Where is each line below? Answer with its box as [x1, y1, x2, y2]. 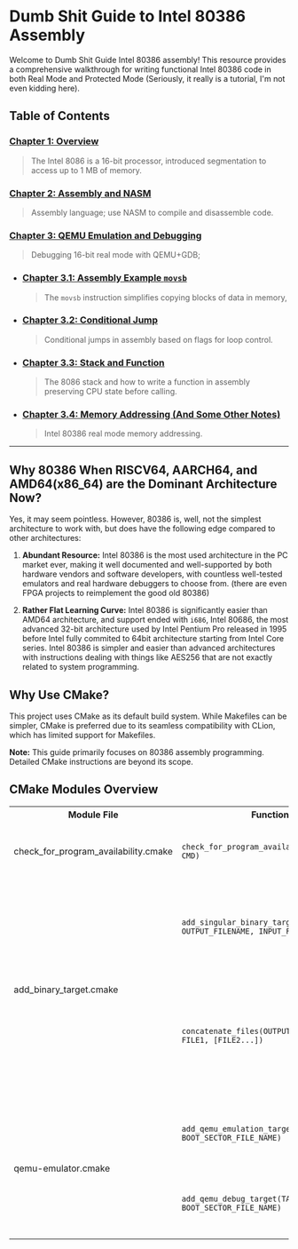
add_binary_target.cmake [13, 983, 119, 996]
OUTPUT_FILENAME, [181, 926, 255, 936]
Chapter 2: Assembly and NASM [9, 187, 152, 199]
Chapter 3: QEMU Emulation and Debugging [9, 229, 202, 242]
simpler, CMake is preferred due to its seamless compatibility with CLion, [9, 720, 276, 731]
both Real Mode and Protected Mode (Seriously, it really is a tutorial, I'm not [9, 73, 286, 84]
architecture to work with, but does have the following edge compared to [9, 523, 276, 534]
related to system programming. [21, 662, 140, 672]
